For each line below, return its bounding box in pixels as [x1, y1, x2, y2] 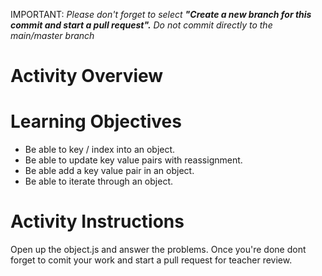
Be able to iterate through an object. [24, 175, 173, 188]
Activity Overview [10, 65, 164, 88]
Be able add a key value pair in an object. [24, 165, 195, 177]
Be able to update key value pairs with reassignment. [24, 154, 243, 166]
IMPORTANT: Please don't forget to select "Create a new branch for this [10, 9, 312, 20]
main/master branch [10, 30, 95, 41]
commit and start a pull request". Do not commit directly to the [10, 19, 273, 31]
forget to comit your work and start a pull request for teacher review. [10, 254, 293, 266]
